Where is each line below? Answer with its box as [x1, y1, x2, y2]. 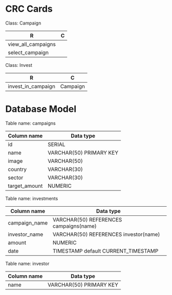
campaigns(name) [53, 223, 97, 230]
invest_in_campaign [8, 83, 55, 90]
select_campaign [8, 49, 49, 56]
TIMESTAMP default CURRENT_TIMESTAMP [53, 247, 159, 254]
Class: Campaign [5, 20, 41, 26]
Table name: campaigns [5, 120, 56, 126]
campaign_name [8, 219, 48, 226]
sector [8, 174, 24, 181]
